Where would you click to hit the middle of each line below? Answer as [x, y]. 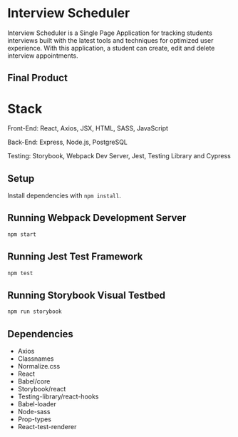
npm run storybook [35, 312]
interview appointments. [43, 56]
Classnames [36, 359]
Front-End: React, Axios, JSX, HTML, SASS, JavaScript [88, 128]
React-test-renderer [47, 426]
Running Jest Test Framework [75, 257]
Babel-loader [37, 403]
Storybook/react [42, 389]
